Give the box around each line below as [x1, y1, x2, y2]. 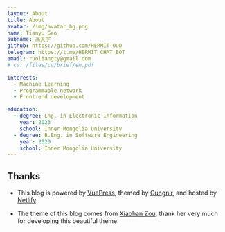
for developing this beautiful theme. [17, 217, 119, 225]
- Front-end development [13, 93, 85, 100]
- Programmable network [13, 87, 82, 94]
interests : [7, 74, 39, 81]
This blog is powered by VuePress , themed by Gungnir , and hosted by [17, 188, 217, 197]
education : [7, 106, 39, 113]
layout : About [7, 10, 48, 17]
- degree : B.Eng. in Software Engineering [13, 132, 138, 139]
